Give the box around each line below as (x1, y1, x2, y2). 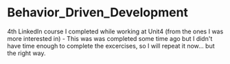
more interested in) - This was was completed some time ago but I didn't (7, 34, 213, 42)
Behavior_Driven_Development (7, 5, 189, 20)
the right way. (7, 49, 46, 57)
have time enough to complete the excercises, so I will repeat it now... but (7, 42, 215, 50)
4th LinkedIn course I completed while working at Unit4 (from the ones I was (7, 27, 224, 35)
